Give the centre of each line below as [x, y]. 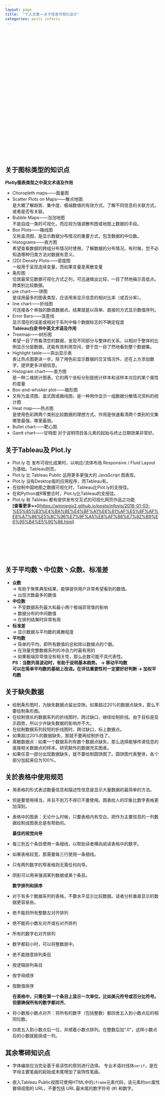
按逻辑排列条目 [27, 965]
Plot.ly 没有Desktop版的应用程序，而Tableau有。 [61, 481]
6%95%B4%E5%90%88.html [42, 522]
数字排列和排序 [27, 886]
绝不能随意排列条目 [32, 955]
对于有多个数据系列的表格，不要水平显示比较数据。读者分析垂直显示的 [83, 896]
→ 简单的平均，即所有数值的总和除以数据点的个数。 [64, 644]
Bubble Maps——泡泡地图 [39, 218]
